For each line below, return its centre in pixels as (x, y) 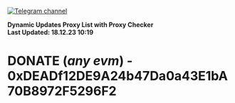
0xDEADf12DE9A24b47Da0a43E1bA (117, 76)
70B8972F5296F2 (62, 91)
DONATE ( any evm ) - (70, 61)
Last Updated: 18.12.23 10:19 (51, 32)
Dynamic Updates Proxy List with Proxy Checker (80, 25)
